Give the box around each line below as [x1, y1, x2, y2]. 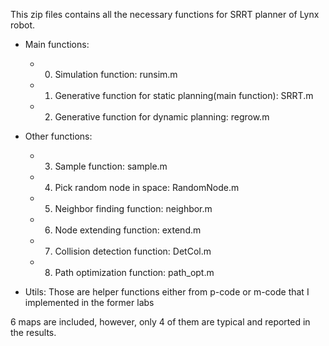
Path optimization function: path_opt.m [54, 267, 215, 278]
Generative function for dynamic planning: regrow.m [54, 111, 270, 123]
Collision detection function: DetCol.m [54, 245, 212, 257]
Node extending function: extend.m [54, 224, 202, 236]
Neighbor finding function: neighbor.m [54, 203, 213, 214]
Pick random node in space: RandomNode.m [54, 182, 240, 193]
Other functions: [24, 130, 93, 142]
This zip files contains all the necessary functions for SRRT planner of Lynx [10, 9, 320, 20]
